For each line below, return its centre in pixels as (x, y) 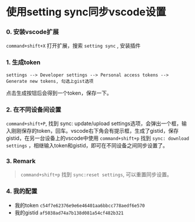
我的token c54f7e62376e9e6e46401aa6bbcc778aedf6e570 (80, 205)
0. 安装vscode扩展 (32, 32)
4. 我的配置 (22, 191)
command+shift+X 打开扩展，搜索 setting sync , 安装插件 (73, 46)
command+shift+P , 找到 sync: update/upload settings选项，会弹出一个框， (94, 123)
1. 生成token (23, 62)
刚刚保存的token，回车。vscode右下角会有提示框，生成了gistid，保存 (95, 131)
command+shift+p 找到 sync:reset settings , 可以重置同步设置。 (96, 174)
